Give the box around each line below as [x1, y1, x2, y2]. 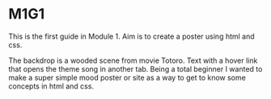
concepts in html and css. [8, 81, 95, 91]
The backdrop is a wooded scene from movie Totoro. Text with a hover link [8, 56, 258, 65]
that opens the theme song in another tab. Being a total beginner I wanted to [8, 64, 263, 73]
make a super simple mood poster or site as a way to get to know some [8, 72, 247, 82]
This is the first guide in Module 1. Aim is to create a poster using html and [8, 31, 255, 41]
